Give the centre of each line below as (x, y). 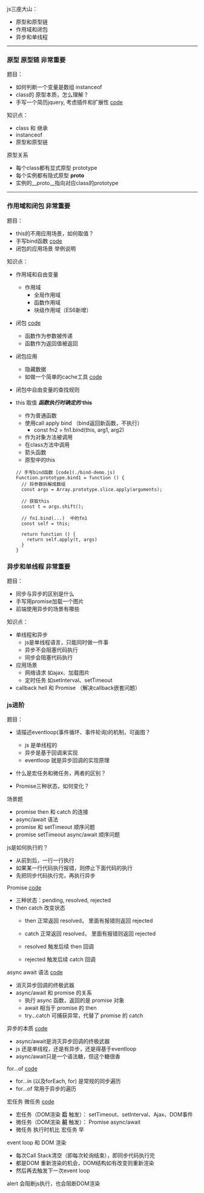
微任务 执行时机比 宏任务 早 (50, 1130)
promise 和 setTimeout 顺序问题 (55, 827)
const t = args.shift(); (53, 506)
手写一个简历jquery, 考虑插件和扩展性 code (69, 103)
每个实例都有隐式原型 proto (50, 175)
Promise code (24, 888)
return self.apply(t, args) (62, 539)
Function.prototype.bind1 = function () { (70, 478)
